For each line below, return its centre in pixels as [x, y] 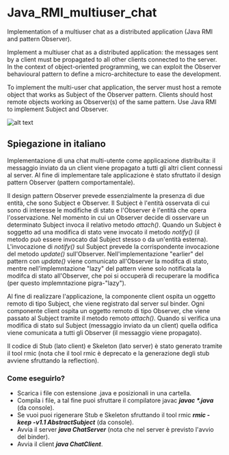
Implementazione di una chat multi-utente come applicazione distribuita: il [111, 160]
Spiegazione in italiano [56, 144]
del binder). [33, 437]
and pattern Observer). [39, 38]
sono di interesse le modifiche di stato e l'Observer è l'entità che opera [107, 210]
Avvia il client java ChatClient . [60, 444]
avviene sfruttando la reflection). [53, 360]
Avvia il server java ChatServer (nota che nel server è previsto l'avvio [115, 430]
